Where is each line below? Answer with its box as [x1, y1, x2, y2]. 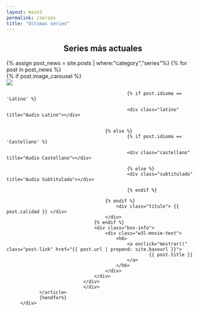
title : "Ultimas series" [6, 20, 70, 26]
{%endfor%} [39, 295, 67, 301]
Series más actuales [63, 43, 143, 53]
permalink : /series [6, 15, 56, 21]
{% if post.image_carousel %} [6, 72, 82, 80]
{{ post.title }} [149, 252, 193, 258]
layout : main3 [6, 9, 43, 15]
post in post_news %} [6, 66, 61, 74]
